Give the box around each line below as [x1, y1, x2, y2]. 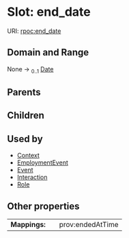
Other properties [7, 200, 80, 212]
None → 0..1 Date [7, 64, 54, 75]
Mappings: [10, 219, 46, 229]
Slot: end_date [7, 4, 91, 20]
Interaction [16, 173, 48, 182]
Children [7, 110, 44, 121]
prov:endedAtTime [59, 219, 119, 229]
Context [16, 152, 40, 160]
